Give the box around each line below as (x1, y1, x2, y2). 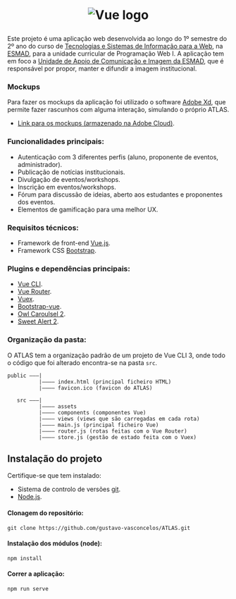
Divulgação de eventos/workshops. (17, 175, 121, 183)
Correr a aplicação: (7, 569, 65, 578)
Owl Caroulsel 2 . (17, 310, 66, 319)
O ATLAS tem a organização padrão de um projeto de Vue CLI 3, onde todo (7, 351, 225, 359)
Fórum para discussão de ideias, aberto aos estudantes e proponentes (17, 190, 223, 199)
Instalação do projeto (7, 453, 103, 465)
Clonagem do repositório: (7, 509, 84, 517)
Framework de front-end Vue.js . (17, 239, 111, 247)
